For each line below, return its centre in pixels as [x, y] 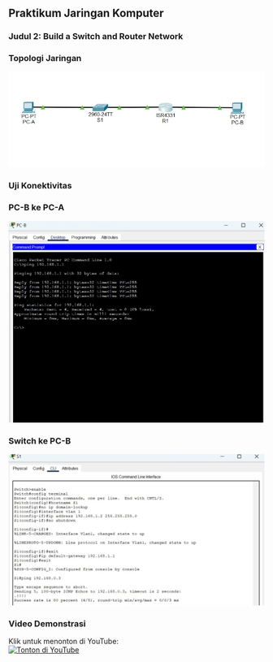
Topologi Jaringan [45, 58]
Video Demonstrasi [48, 623]
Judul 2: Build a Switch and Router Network [96, 37]
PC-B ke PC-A [37, 208]
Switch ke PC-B [40, 441]
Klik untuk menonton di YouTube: [64, 641]
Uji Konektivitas [40, 186]
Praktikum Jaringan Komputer [86, 13]
